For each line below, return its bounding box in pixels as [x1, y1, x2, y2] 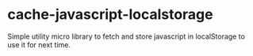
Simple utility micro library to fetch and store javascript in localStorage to [7, 32, 245, 41]
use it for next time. [7, 39, 71, 49]
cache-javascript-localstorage [7, 6, 213, 24]
